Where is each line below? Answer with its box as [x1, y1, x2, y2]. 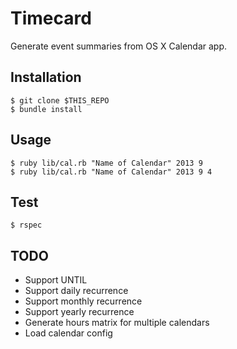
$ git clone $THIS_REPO [10, 95, 110, 106]
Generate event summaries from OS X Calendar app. [10, 40, 228, 52]
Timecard [10, 7, 92, 30]
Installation [10, 69, 82, 86]
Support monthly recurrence [24, 295, 143, 307]
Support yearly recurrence [24, 306, 135, 318]
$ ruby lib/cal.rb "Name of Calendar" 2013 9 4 [10, 167, 213, 177]
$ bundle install [10, 104, 83, 114]
